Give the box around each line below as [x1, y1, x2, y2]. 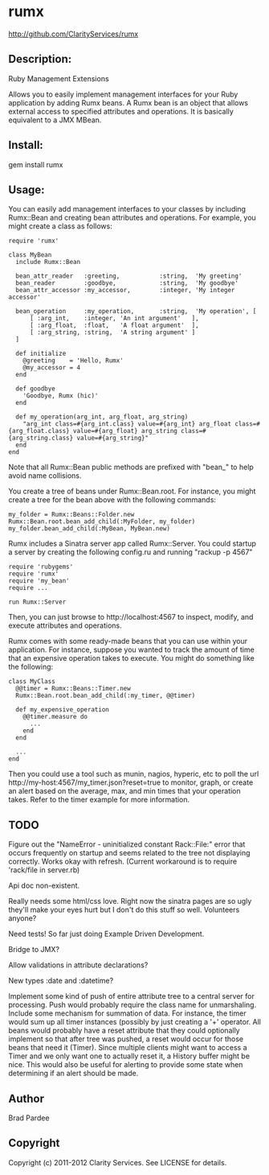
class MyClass [8, 678, 56, 686]
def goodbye [15, 385, 56, 393]
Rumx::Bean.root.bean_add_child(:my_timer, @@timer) [15, 691, 196, 700]
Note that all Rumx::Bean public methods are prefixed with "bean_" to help [8, 462, 255, 472]
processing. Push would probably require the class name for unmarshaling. [8, 1000, 257, 1010]
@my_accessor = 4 [22, 364, 81, 372]
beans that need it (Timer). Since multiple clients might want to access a [8, 1043, 247, 1053]
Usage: [8, 183, 46, 196]
